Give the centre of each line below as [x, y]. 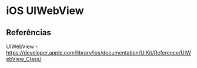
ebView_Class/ [24, 59]
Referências [29, 33]
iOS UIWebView [45, 11]
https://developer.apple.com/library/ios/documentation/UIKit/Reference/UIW [98, 53]
